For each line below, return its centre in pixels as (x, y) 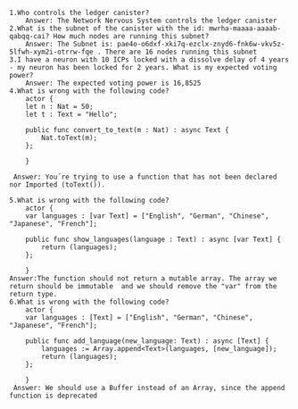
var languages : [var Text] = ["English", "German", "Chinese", (147, 216)
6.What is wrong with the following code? (89, 302)
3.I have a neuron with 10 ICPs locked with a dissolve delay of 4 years (149, 60)
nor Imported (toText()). (57, 185)
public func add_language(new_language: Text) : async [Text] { (147, 341)
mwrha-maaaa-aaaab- (244, 29)
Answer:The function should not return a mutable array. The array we (143, 279)
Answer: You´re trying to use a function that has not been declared (145, 177)
